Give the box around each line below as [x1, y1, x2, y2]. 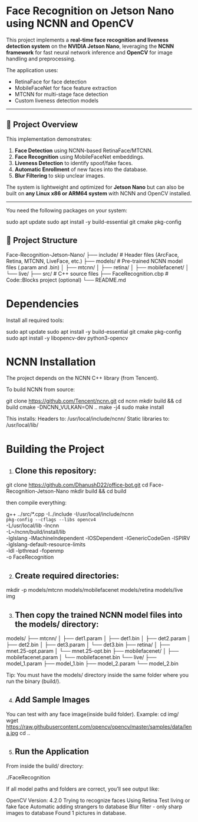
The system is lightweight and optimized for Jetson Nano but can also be [6, 183, 184, 191]
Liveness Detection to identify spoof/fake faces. [14, 159, 133, 166]
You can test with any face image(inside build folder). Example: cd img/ [6, 710, 179, 717]
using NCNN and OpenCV [6, 17, 134, 30]
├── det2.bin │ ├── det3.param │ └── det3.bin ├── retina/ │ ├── [6, 641, 170, 649]
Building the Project [6, 442, 105, 456]
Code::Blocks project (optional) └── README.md [6, 276, 127, 283]
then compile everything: [6, 499, 67, 507]
